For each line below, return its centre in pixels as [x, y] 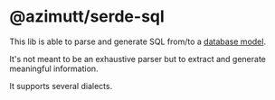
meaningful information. [54, 68]
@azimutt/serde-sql [87, 17]
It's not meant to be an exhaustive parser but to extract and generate [138, 59]
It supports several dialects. [61, 86]
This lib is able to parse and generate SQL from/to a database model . [138, 41]
